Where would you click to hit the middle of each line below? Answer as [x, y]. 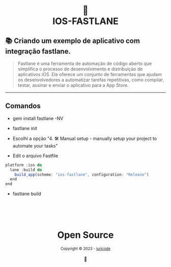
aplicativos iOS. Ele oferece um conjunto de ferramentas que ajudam [90, 74]
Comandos [23, 106]
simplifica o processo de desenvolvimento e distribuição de [80, 69]
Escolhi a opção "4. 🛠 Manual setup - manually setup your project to [85, 138]
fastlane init [25, 128]
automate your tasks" [35, 145]
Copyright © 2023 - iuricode [85, 249]
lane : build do [26, 170]
